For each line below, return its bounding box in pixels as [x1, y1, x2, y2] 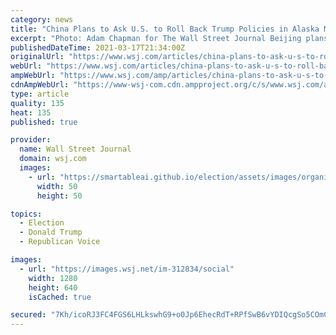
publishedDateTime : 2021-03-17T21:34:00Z [10, 42, 186, 53]
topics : [10, 209, 43, 219]
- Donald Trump [19, 227, 83, 238]
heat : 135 [10, 107, 52, 118]
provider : [10, 135, 52, 145]
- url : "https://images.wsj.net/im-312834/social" [19, 264, 235, 274]
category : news [10, 14, 74, 25]
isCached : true [28, 292, 92, 302]
